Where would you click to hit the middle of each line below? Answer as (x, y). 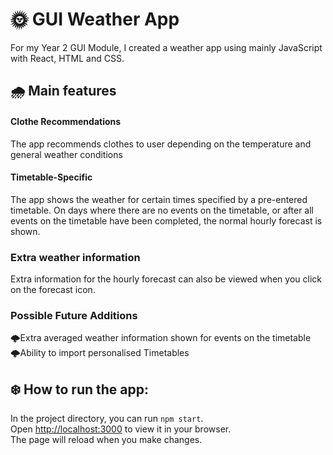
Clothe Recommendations (66, 121)
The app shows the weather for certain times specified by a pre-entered (159, 199)
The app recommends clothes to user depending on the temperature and (161, 144)
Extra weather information (75, 257)
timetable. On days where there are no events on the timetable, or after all (162, 210)
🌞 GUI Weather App (95, 19)
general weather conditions (66, 154)
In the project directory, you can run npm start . (107, 419)
